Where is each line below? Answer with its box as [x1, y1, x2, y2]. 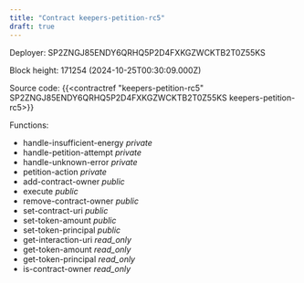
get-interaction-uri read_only [22, 234, 132, 245]
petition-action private [22, 166, 108, 177]
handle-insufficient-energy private [22, 137, 153, 148]
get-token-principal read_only [22, 253, 135, 265]
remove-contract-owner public [22, 195, 140, 206]
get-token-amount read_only [22, 244, 131, 255]
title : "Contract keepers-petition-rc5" [9, 13, 166, 23]
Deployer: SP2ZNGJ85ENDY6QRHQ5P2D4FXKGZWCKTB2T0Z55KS [9, 47, 267, 58]
